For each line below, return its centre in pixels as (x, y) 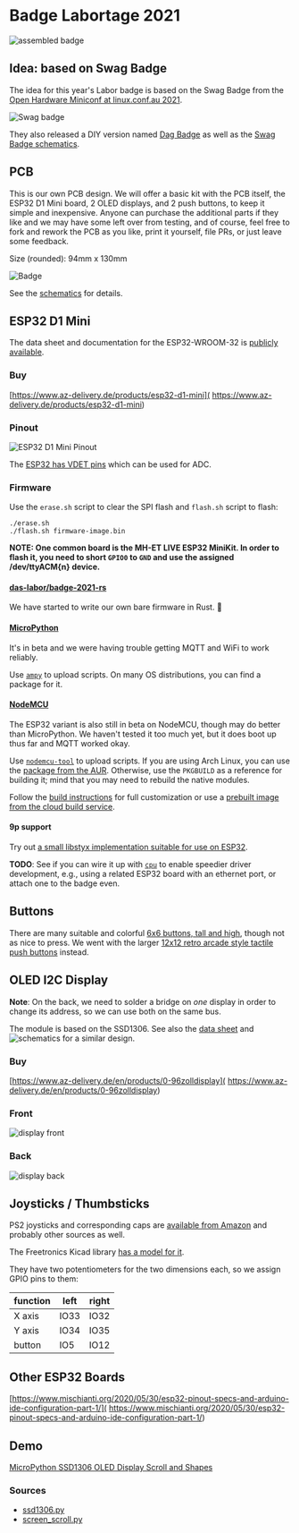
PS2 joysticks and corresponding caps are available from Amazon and (138, 1225)
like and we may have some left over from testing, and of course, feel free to (149, 222)
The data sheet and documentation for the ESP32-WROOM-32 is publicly (144, 343)
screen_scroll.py (52, 1520)
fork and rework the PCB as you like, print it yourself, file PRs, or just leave (146, 231)
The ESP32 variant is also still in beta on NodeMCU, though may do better (145, 724)
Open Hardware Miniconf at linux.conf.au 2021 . (96, 99)
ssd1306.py (43, 1510)
